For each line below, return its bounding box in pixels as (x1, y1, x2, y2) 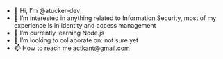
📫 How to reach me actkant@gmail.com (13, 44, 130, 52)
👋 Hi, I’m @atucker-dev (13, 7, 81, 15)
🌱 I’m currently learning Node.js (13, 28, 105, 37)
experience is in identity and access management (13, 22, 156, 29)
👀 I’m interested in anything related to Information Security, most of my (13, 14, 217, 22)
